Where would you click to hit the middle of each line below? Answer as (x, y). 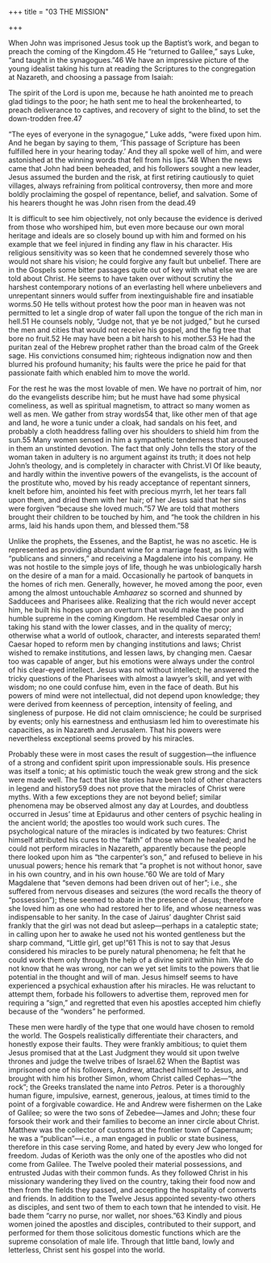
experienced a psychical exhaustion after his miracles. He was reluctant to (132, 985)
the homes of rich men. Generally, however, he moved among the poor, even (135, 584)
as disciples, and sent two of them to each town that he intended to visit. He (135, 1207)
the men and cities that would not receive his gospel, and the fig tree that (130, 330)
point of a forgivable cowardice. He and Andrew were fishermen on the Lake (135, 1104)
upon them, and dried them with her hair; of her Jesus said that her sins (127, 500)
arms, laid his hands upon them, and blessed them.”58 (99, 525)
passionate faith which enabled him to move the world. (99, 373)
